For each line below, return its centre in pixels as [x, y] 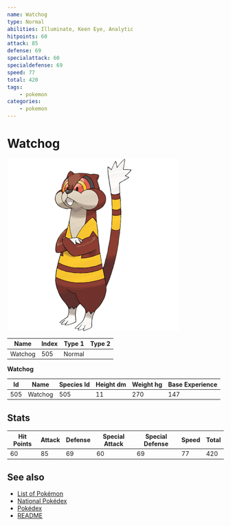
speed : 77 [21, 72]
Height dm [111, 384]
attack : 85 [23, 44]
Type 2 [101, 344]
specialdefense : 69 [35, 65]
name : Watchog [27, 14]
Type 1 [74, 344]
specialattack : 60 [33, 58]
